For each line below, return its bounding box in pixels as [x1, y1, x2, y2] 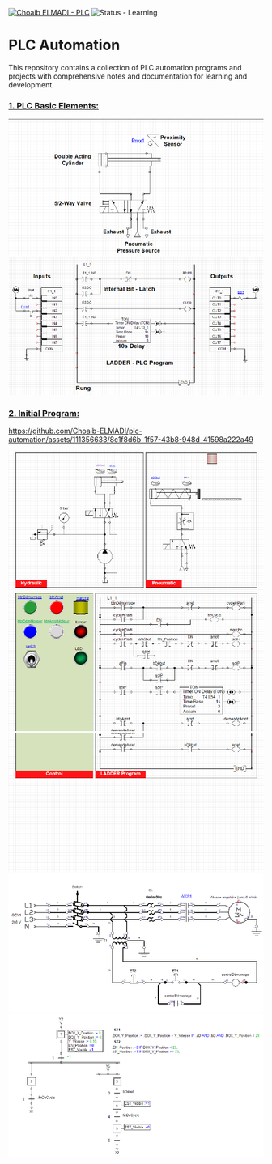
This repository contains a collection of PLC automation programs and [8, 62, 242, 72]
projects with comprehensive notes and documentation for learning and [8, 71, 248, 81]
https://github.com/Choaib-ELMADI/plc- [8, 426, 143, 435]
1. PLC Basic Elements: [8, 100, 100, 111]
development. [8, 79, 54, 89]
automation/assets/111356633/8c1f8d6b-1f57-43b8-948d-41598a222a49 [8, 434, 253, 444]
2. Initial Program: [8, 407, 80, 418]
